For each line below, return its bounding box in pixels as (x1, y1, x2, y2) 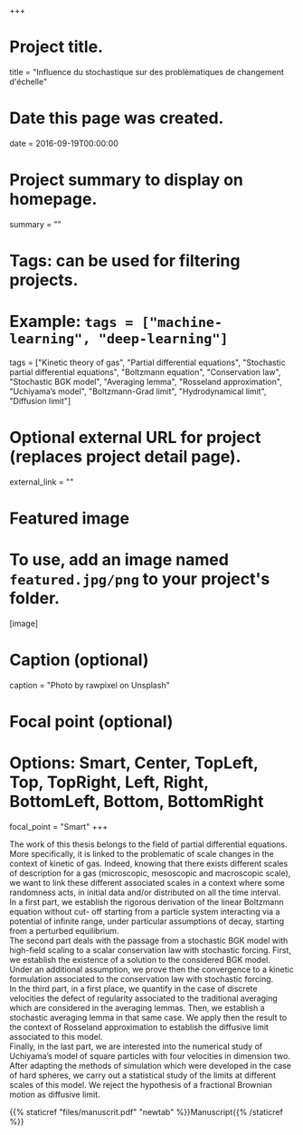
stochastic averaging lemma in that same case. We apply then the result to (9, 1012, 288, 1024)
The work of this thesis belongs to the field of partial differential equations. (9, 839, 288, 850)
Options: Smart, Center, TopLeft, (9, 753, 259, 774)
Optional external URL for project (9, 428, 261, 448)
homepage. (9, 189, 98, 209)
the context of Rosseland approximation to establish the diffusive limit (9, 1022, 270, 1033)
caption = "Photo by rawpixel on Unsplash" (9, 679, 170, 690)
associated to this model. (9, 1032, 103, 1043)
